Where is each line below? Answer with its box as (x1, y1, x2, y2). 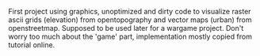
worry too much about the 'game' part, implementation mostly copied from (8, 32, 252, 41)
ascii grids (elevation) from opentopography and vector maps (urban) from (8, 15, 252, 24)
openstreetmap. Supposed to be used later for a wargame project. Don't (8, 24, 244, 32)
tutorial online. (8, 40, 55, 50)
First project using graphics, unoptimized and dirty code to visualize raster (8, 7, 251, 16)
